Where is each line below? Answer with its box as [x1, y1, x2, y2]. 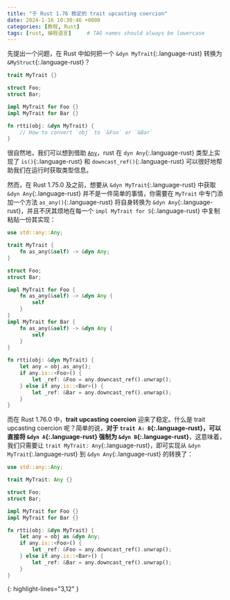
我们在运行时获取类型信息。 [12, 166, 92, 174]
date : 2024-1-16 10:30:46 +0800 [7, 17, 100, 24]
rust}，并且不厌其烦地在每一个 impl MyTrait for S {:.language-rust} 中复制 [7, 207, 220, 215]
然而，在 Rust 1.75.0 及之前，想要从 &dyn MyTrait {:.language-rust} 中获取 [7, 181, 216, 189]
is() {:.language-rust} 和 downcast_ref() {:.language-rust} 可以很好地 [20, 157, 217, 166]
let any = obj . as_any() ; [19, 363, 91, 370]
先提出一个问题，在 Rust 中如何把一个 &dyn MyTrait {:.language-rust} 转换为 [7, 49, 222, 58]
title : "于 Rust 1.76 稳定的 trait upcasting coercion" [7, 10, 168, 17]
